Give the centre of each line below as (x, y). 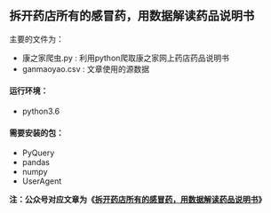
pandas (36, 162)
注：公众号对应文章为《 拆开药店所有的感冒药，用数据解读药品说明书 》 (138, 200)
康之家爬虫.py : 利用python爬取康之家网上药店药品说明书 (125, 58)
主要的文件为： (36, 39)
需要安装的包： (36, 132)
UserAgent (42, 181)
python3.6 (41, 111)
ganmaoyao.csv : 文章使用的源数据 (86, 68)
